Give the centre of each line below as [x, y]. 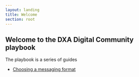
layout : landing [22, 10]
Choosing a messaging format [44, 69]
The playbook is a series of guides [41, 60]
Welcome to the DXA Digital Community [69, 40]
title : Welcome [21, 15]
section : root [20, 19]
